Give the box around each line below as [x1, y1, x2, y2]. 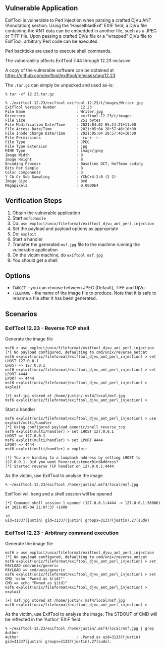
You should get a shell [12, 257, 58, 263]
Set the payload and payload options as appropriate [12, 226, 118, 232]
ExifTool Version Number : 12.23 [5, 104, 92, 110]
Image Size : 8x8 [5, 178, 88, 183]
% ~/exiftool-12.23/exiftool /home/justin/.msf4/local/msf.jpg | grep [5, 626, 154, 631]
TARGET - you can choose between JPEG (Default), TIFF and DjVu [12, 285, 145, 291]
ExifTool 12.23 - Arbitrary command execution [5, 529, 119, 536]
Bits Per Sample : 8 [5, 165, 83, 170]
